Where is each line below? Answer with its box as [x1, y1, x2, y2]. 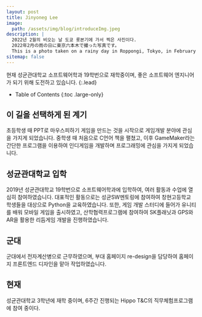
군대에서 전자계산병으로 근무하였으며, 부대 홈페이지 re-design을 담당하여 [6, 253, 178, 260]
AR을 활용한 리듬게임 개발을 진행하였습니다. [6, 216, 109, 223]
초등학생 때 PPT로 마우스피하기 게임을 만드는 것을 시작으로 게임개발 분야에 [6, 127, 181, 134]
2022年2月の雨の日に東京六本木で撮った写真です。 [11, 43, 120, 49]
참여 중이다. [12, 304, 41, 312]
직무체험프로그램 [154, 296, 194, 304]
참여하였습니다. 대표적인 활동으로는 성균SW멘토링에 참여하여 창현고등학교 [17, 194, 192, 201]
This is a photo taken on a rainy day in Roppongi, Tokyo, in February [11, 48, 197, 54]
